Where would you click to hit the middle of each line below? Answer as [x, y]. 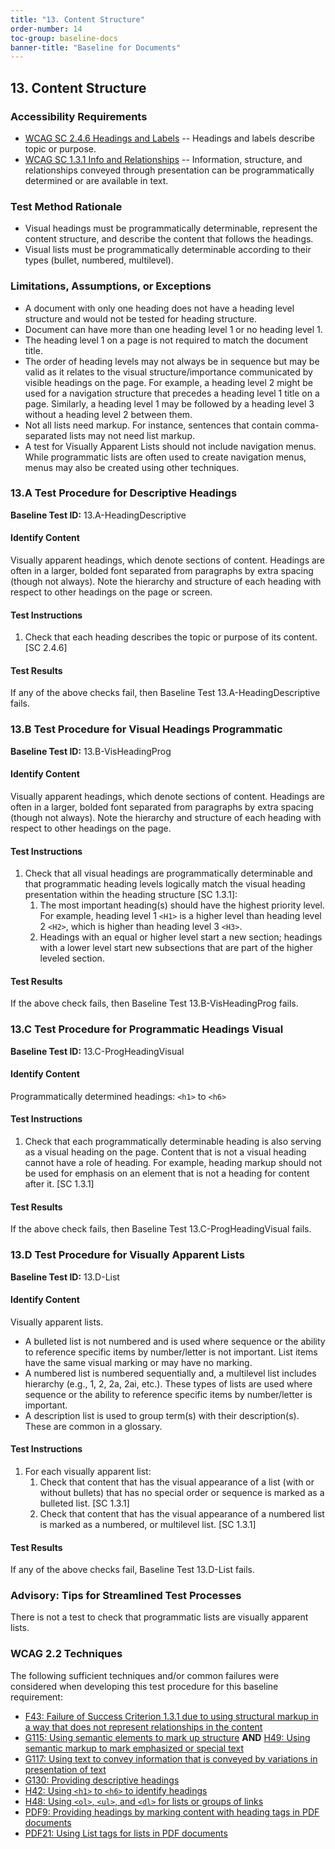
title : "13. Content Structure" [77, 19]
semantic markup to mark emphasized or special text [134, 1748]
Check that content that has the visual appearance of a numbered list [182, 1513]
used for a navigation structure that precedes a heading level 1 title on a [172, 393]
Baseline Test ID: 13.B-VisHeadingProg [91, 751]
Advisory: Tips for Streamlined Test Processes [126, 1596]
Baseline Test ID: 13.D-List [65, 1277]
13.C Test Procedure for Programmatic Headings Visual [147, 1029]
